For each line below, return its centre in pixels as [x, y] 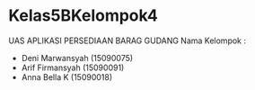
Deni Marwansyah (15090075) [77, 58]
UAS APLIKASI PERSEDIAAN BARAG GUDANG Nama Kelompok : [127, 40]
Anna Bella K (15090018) [67, 76]
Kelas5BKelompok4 [83, 16]
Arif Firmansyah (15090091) [73, 67]
